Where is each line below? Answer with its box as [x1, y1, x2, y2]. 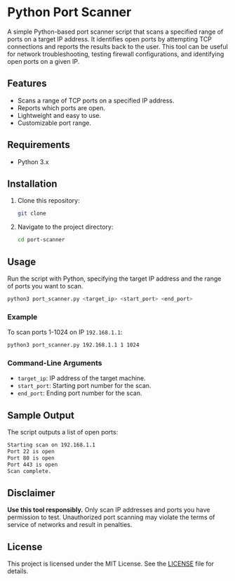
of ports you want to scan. [7, 281, 83, 290]
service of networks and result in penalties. [7, 521, 133, 529]
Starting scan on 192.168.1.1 [7, 441, 96, 449]
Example [7, 312, 38, 321]
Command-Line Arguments [7, 358, 103, 368]
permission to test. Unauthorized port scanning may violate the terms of [7, 513, 215, 521]
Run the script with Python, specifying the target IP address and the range [7, 274, 222, 283]
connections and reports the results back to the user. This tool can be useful [7, 42, 228, 51]
